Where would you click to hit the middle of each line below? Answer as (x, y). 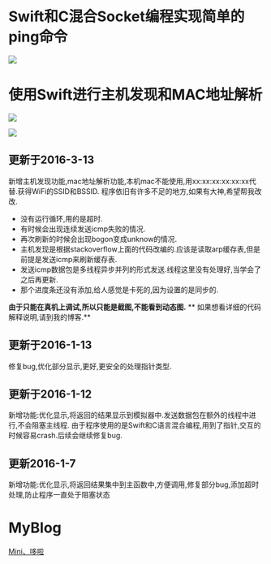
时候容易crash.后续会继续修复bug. (66, 436)
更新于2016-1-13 (50, 345)
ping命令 (38, 37)
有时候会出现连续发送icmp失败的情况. (83, 229)
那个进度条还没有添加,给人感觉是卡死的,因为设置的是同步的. (119, 290)
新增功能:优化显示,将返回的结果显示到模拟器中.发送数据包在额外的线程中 (129, 415)
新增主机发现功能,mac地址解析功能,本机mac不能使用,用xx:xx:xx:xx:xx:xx (129, 181)
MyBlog (35, 528)
